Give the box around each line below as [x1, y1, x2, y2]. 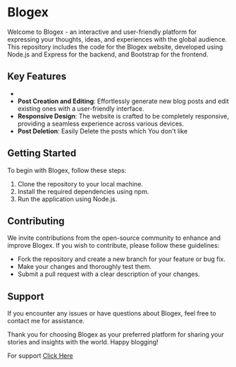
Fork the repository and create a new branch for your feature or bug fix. [17, 255, 225, 263]
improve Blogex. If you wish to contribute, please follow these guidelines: [7, 241, 220, 250]
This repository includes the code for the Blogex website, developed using [7, 42, 223, 51]
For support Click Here [7, 351, 73, 360]
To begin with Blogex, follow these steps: [7, 166, 127, 174]
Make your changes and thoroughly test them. [17, 263, 152, 271]
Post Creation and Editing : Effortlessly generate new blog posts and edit [17, 97, 229, 105]
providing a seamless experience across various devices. [17, 119, 185, 128]
